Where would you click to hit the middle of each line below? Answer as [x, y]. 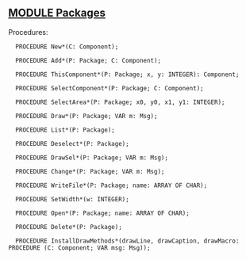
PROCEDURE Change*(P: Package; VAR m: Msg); [90, 171]
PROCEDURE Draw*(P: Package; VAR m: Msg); [86, 116]
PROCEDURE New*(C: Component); [67, 47]
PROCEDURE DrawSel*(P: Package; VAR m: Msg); [92, 158]
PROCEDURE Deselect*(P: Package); [72, 143]
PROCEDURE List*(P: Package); [65, 130]
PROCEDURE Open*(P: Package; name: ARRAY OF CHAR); [103, 213]
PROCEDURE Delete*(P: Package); [69, 227]
